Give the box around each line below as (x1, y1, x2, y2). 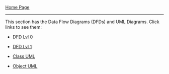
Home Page (5, 5, 30, 10)
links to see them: (5, 24, 42, 30)
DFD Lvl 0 (12, 34, 33, 40)
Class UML (12, 53, 35, 59)
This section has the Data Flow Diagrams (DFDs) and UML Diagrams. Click (5, 19, 159, 25)
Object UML (12, 63, 38, 69)
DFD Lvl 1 (12, 44, 32, 49)
